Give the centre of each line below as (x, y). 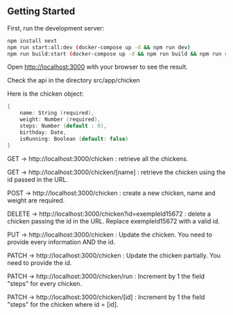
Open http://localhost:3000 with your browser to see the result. (98, 67)
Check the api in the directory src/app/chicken (74, 80)
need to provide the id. (40, 262)
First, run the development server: (56, 28)
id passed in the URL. (37, 179)
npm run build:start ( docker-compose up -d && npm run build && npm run (114, 54)
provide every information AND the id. (61, 241)
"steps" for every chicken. (44, 283)
